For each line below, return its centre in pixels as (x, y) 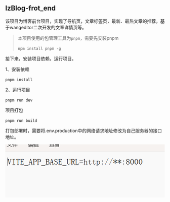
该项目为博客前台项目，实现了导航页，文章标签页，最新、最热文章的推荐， (83, 21)
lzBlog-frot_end (31, 8)
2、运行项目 (18, 90)
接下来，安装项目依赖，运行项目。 (41, 58)
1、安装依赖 (17, 69)
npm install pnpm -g (39, 48)
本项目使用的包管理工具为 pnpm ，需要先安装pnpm (68, 38)
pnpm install (19, 80)
